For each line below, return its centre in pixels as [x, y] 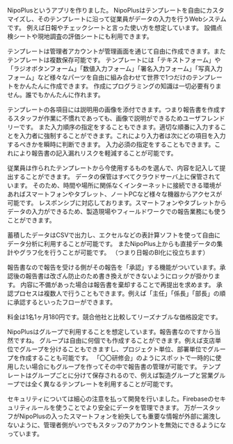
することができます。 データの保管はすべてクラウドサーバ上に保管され [114, 177]
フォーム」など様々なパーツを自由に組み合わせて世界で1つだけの [100, 77]
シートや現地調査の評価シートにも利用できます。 [83, 36]
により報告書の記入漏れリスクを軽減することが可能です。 [95, 153]
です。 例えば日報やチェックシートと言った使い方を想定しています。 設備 [112, 28]
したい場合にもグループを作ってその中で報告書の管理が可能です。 [107, 367]
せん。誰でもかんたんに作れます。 [56, 95]
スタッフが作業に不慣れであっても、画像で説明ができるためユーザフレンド [119, 118]
